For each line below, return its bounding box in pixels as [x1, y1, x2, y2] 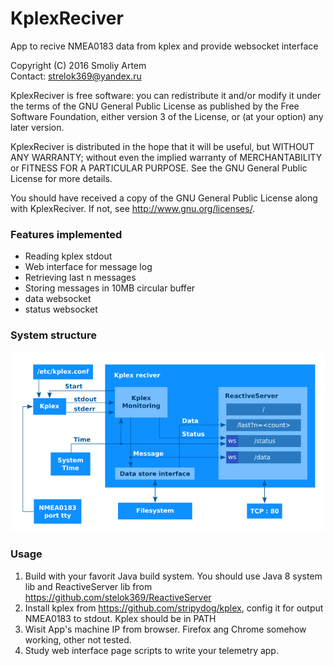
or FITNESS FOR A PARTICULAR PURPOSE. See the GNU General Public [10, 162, 308, 174]
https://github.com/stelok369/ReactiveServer [24, 591, 212, 603]
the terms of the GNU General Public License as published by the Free [10, 100, 300, 112]
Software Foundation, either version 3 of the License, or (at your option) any [10, 110, 324, 122]
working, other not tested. [24, 633, 132, 646]
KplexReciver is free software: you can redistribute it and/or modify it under [10, 89, 322, 101]
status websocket [24, 303, 98, 316]
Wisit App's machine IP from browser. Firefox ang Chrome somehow [24, 623, 307, 635]
